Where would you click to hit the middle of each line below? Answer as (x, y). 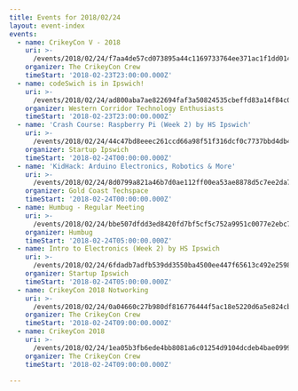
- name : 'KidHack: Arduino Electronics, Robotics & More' (127, 166)
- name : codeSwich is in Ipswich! (81, 84)
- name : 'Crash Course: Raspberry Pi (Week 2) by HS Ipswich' (134, 125)
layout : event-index (47, 26)
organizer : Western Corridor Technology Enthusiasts (125, 108)
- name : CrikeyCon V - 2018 (69, 42)
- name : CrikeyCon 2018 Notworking (83, 290)
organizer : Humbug (59, 232)
